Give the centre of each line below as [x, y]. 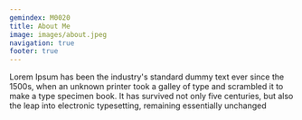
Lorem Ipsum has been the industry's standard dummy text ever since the [147, 77]
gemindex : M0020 [40, 18]
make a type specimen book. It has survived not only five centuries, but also [151, 97]
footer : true [34, 51]
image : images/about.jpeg [58, 34]
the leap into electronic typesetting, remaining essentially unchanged [138, 106]
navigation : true [42, 43]
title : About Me [40, 26]
